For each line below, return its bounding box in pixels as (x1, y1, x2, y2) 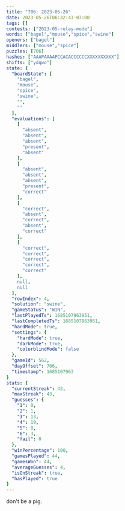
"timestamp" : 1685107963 (11, 368, 74, 375)
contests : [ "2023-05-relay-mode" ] (6, 25, 93, 32)
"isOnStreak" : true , (11, 470, 63, 476)
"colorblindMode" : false (17, 346, 79, 353)
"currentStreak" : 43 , (11, 385, 66, 392)
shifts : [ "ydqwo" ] (6, 59, 52, 65)
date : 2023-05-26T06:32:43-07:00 (6, 15, 90, 21)
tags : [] (6, 20, 28, 26)
